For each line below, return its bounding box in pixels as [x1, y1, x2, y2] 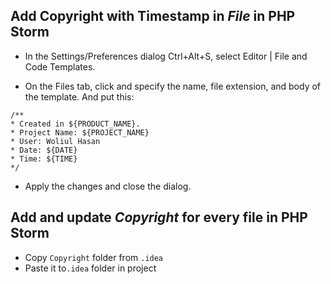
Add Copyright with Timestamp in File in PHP [10, 8, 296, 25]
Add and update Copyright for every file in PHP [10, 209, 308, 226]
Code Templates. [24, 60, 96, 73]
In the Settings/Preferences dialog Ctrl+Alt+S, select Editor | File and [24, 50, 308, 62]
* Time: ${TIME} [10, 154, 78, 164]
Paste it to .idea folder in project [24, 262, 157, 274]
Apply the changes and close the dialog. [24, 180, 192, 192]
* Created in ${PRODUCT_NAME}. [10, 119, 141, 129]
